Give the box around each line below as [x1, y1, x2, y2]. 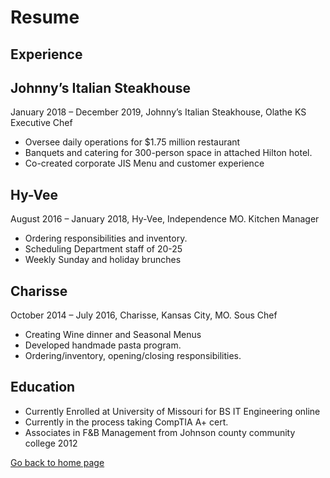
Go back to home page [10, 456, 105, 468]
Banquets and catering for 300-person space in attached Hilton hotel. [24, 147, 313, 159]
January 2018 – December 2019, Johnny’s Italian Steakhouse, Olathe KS [10, 106, 307, 118]
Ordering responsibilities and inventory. [24, 232, 188, 245]
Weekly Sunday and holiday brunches [24, 254, 182, 266]
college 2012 [24, 437, 78, 449]
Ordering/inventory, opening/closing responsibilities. [24, 350, 242, 362]
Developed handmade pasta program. [24, 339, 182, 351]
